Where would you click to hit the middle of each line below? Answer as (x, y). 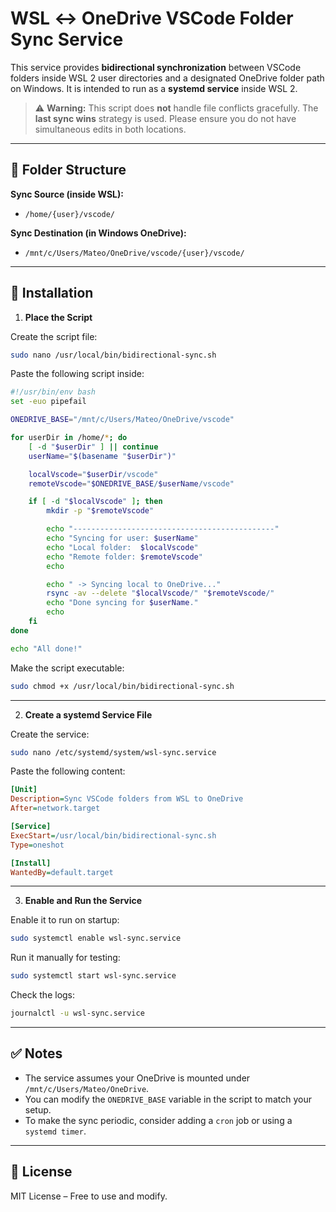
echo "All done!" (46, 648)
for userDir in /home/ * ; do (69, 438)
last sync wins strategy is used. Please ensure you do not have (165, 118)
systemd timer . (55, 1131)
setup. (38, 1109)
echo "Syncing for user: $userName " (122, 538)
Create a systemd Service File (88, 714)
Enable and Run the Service (83, 901)
